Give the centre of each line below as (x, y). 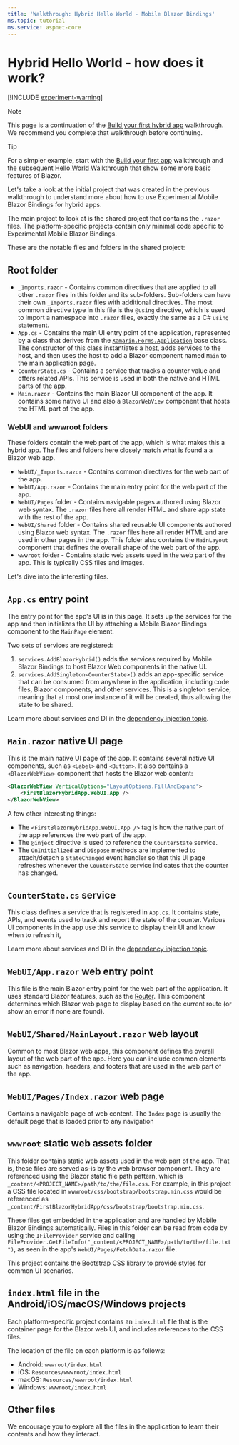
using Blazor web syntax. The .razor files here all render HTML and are (123, 532)
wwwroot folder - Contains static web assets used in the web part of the (122, 555)
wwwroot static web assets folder (80, 1144)
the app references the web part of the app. (82, 835)
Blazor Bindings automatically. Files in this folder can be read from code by (117, 1227)
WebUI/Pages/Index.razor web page (86, 1096)
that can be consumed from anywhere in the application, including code (123, 682)
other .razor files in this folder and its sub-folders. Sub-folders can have (124, 295)
